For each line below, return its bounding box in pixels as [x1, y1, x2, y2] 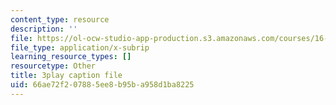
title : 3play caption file [10, 71, 123, 81]
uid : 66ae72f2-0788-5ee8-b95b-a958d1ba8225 [10, 80, 195, 90]
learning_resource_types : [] [10, 52, 132, 62]
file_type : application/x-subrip [10, 42, 150, 53]
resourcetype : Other [10, 61, 97, 71]
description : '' [10, 24, 78, 34]
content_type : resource [10, 14, 110, 25]
